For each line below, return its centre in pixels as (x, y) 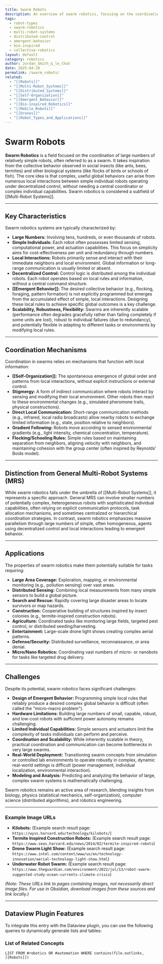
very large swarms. (31, 750)
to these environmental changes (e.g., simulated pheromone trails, (78, 402)
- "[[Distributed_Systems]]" (39, 91)
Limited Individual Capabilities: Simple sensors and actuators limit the (83, 729)
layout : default (21, 55)
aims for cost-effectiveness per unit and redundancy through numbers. (83, 253)
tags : (10, 18)
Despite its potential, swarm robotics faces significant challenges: (71, 688)
